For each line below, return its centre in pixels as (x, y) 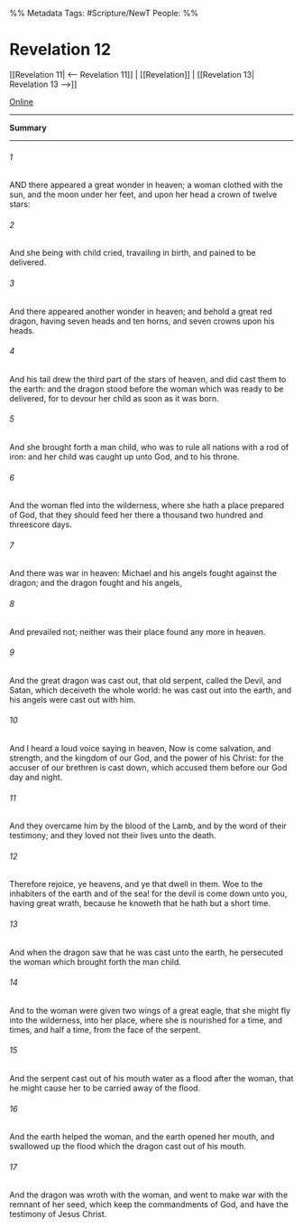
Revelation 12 (60, 50)
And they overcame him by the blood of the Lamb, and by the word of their (148, 826)
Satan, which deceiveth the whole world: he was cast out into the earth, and (151, 690)
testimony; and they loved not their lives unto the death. (113, 836)
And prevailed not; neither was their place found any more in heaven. (138, 631)
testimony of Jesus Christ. (58, 1214)
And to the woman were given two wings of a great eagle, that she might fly (150, 1010)
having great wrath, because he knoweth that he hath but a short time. (140, 903)
